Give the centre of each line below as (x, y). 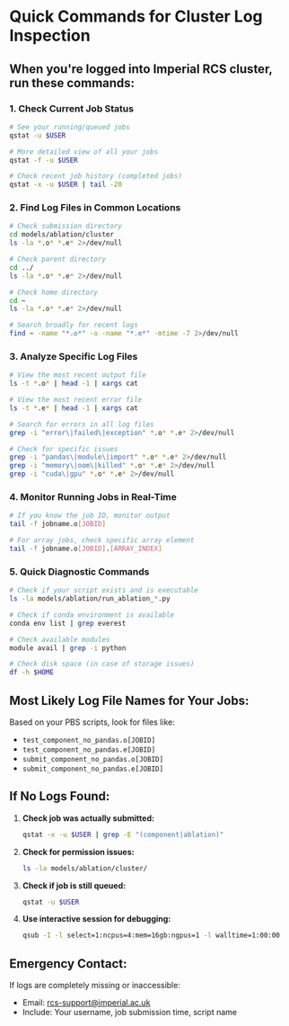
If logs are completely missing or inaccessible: (95, 986)
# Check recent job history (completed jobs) (96, 176)
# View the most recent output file (78, 375)
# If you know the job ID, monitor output (90, 516)
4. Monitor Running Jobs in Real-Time (93, 497)
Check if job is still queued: (74, 885)
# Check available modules (60, 639)
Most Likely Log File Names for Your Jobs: (129, 700)
